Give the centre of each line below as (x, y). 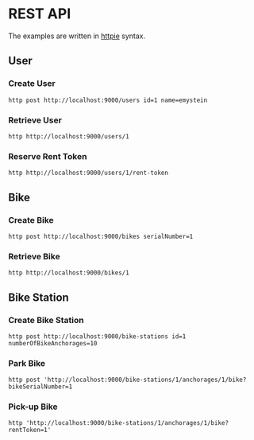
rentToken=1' (30, 430)
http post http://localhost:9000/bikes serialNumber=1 (101, 236)
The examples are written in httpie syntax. (77, 36)
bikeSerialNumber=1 (40, 387)
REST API (40, 14)
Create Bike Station (46, 320)
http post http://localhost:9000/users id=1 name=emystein (108, 100)
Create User (32, 84)
